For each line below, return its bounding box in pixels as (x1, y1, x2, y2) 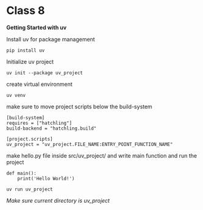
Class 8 (6, 4, 45, 18)
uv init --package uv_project (6, 69, 84, 76)
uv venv (6, 92, 26, 98)
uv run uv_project (6, 186, 53, 192)
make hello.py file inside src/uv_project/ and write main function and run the (6, 152, 197, 159)
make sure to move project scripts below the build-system (6, 103, 152, 110)
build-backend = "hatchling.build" (6, 125, 97, 131)
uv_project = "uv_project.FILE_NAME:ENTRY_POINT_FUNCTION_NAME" (6, 141, 173, 147)
